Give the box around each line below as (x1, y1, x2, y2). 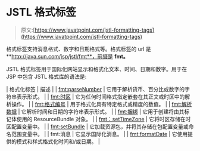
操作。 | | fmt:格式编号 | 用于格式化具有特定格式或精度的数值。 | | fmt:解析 (11, 100, 192, 107)
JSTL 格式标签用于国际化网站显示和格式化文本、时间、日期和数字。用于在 (6, 65, 187, 72)
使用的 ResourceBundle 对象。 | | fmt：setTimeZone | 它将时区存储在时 (16, 115, 191, 122)
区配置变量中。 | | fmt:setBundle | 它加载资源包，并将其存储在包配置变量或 (6, 123, 189, 130)
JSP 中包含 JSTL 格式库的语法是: (6, 73, 87, 80)
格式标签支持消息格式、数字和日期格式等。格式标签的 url (6, 45, 145, 53)
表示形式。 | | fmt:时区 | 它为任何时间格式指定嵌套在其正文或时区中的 (16, 93, 185, 100)
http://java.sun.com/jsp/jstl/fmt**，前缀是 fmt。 (11, 53, 129, 60)
